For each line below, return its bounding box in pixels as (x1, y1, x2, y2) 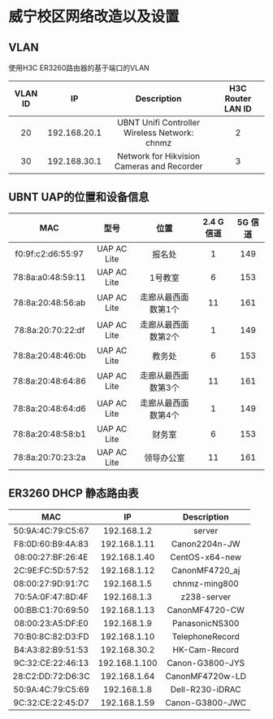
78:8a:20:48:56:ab (12, 296, 86, 308)
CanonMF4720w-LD (165, 670, 246, 682)
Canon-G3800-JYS (166, 657, 245, 669)
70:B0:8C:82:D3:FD (13, 630, 89, 642)
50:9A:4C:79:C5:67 (13, 524, 89, 536)
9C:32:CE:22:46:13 (13, 657, 89, 669)
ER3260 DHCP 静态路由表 (8, 486, 140, 501)
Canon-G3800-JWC (165, 697, 246, 708)
